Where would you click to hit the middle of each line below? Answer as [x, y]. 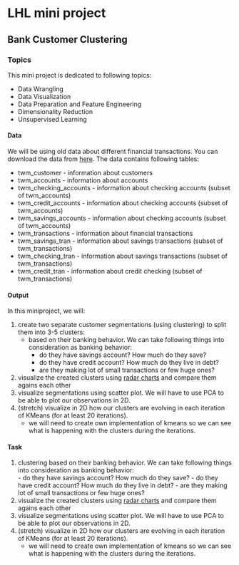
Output [18, 295]
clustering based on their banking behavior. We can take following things [124, 463]
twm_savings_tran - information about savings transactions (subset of [120, 241]
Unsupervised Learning [52, 119]
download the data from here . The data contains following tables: [103, 159]
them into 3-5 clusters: [51, 332]
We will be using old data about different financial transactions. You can [113, 152]
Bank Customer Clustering [67, 40]
